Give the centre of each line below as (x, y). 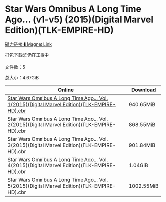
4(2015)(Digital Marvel (35, 165)
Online (66, 90)
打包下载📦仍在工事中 (27, 55)
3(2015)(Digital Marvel (35, 145)
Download (144, 90)
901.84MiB (142, 145)
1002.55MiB (144, 186)
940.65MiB (142, 104)
